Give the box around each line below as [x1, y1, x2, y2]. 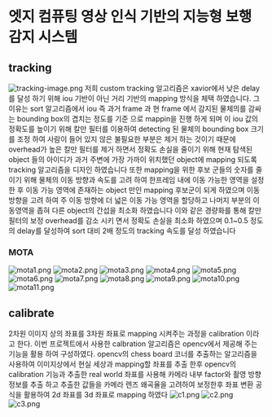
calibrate [8, 306, 55, 320]
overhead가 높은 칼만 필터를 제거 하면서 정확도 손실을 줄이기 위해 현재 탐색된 [8, 144, 253, 154]
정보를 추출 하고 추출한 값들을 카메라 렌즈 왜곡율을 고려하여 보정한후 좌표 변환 [8, 380, 254, 389]
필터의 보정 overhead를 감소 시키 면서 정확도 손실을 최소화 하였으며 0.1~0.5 [8, 216, 248, 225]
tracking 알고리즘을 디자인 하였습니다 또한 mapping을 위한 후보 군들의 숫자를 [8, 165, 254, 174]
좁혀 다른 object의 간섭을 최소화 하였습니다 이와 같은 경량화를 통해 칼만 [36, 205, 262, 215]
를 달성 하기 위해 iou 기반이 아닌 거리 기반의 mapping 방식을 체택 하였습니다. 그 [8, 94, 261, 103]
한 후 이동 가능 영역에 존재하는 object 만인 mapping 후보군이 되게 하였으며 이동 [8, 185, 261, 195]
